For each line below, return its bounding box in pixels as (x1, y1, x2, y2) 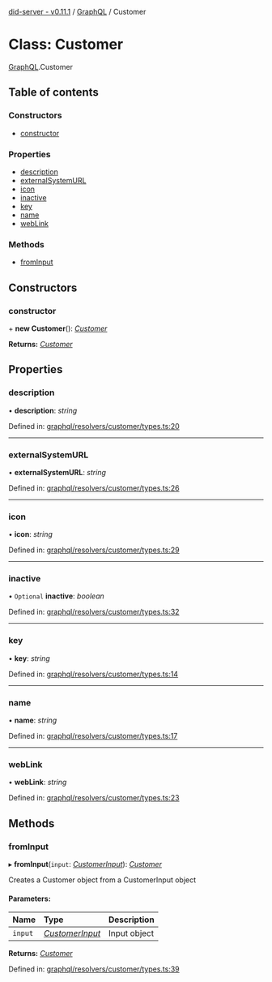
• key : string (8, 653, 50, 663)
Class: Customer (8, 36, 124, 54)
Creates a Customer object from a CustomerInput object (8, 875, 197, 885)
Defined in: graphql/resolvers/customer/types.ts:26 (8, 482, 180, 493)
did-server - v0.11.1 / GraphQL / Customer (8, 7, 147, 16)
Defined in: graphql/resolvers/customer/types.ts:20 (8, 421, 180, 431)
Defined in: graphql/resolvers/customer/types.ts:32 (8, 607, 180, 617)
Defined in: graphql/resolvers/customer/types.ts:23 (8, 793, 180, 803)
